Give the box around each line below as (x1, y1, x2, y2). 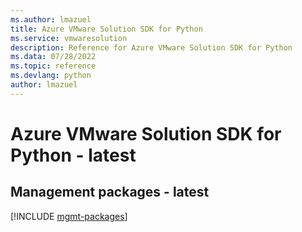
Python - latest (10, 144, 137, 166)
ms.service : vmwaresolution (10, 33, 128, 43)
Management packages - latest (10, 184, 210, 201)
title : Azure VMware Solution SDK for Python (10, 24, 203, 34)
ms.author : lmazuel (10, 14, 92, 25)
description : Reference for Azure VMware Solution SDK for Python (10, 42, 293, 53)
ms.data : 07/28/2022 (10, 52, 97, 62)
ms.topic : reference (10, 61, 97, 71)
